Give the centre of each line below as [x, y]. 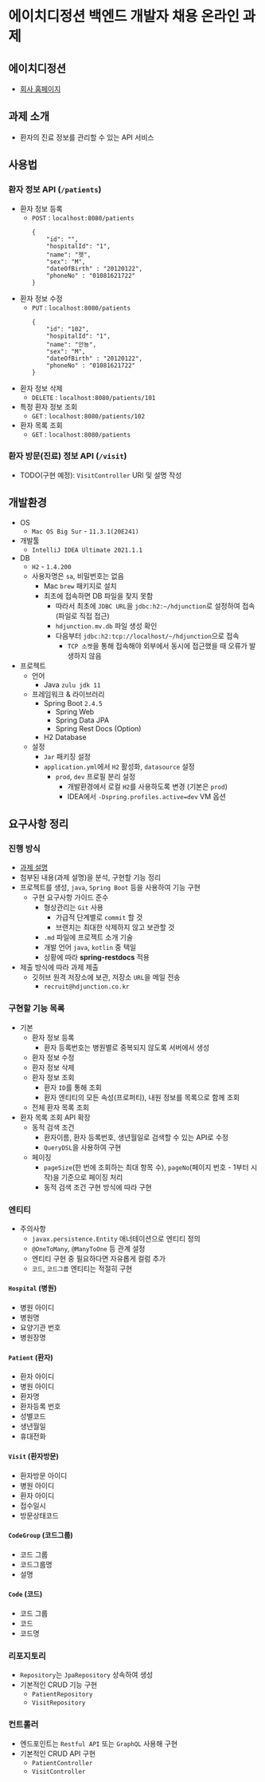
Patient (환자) [31, 1357]
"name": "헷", [69, 255]
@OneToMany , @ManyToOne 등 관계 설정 [88, 1248]
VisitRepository [58, 1703]
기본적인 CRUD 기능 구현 [58, 1685]
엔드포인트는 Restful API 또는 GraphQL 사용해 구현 [98, 1743]
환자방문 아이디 [43, 1475]
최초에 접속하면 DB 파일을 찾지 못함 [98, 596]
